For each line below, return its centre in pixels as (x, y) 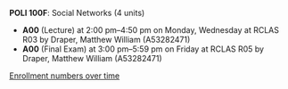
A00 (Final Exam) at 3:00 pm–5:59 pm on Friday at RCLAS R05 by (143, 49)
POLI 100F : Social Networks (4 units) (77, 13)
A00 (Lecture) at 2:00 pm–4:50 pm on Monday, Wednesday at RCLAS (150, 30)
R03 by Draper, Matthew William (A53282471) (106, 40)
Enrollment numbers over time (65, 76)
